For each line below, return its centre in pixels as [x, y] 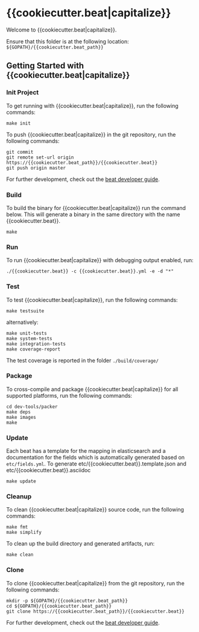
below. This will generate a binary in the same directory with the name [93, 214]
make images [21, 417]
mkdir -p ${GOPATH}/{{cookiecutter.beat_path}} [67, 601]
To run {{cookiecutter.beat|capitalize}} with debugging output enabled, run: [100, 260]
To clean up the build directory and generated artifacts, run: [81, 544]
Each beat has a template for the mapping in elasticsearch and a [86, 451]
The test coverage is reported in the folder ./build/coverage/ [82, 360]
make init [19, 123]
